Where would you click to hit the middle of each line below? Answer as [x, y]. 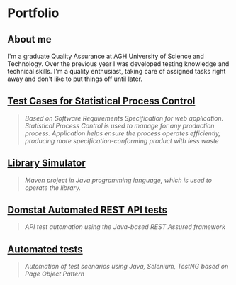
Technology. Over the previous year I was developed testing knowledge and [118, 64]
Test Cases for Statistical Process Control [101, 101]
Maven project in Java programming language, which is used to [118, 180]
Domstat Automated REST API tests [88, 210]
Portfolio [33, 13]
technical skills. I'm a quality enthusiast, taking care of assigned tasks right [117, 71]
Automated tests [45, 249]
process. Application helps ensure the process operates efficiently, [123, 133]
